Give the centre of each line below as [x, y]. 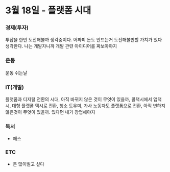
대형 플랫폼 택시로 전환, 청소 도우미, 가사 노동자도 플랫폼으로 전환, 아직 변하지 [89, 106]
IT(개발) [15, 87]
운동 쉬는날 [16, 72]
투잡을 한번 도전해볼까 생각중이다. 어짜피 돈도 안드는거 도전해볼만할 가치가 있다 [84, 40]
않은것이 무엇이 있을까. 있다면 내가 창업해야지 [50, 112]
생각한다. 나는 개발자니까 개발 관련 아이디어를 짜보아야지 [61, 46]
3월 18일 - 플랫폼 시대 [48, 10]
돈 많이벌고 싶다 [28, 164]
